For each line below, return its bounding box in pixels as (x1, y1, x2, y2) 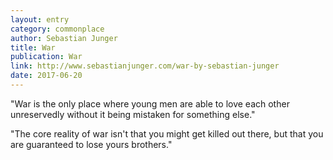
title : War (10, 42, 56, 53)
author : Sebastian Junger (10, 33, 118, 43)
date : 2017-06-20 (10, 71, 83, 81)
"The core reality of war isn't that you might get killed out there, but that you (10, 127, 324, 140)
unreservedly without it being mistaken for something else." (10, 108, 256, 120)
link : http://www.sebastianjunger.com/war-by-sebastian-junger (10, 61, 280, 71)
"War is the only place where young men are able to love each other (10, 97, 290, 110)
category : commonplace (10, 24, 105, 34)
